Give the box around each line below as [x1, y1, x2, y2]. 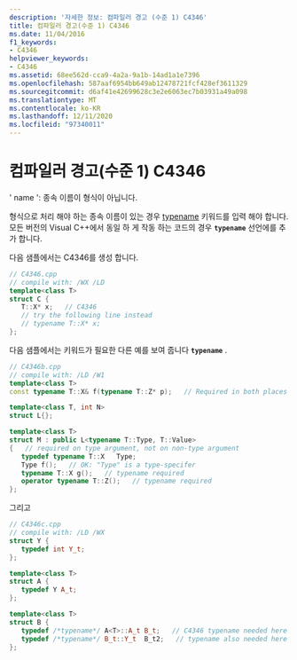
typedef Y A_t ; [20, 585, 77, 594]
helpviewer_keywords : [9, 54, 90, 63]
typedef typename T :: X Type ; [20, 452, 137, 461]
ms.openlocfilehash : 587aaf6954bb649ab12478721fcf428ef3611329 [9, 79, 248, 88]
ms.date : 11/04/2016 [9, 29, 86, 38]
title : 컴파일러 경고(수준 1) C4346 [9, 21, 130, 30]
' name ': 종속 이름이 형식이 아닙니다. [9, 192, 138, 202]
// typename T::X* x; [20, 319, 101, 328]
